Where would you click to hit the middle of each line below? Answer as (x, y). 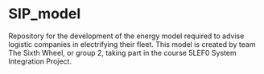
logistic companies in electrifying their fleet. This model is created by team (132, 44)
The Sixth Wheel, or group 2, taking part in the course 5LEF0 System (122, 53)
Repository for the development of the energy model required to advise (126, 36)
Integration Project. (40, 61)
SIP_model (45, 14)
